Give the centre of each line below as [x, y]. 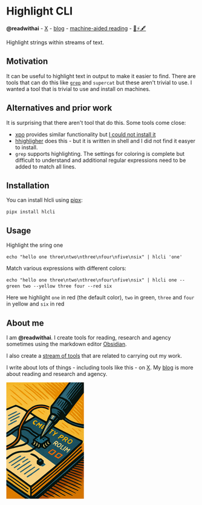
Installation [28, 185]
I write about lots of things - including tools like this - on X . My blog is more [100, 367]
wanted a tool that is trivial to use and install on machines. [78, 89]
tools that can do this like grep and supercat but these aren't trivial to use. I [99, 82]
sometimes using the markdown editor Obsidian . [67, 344]
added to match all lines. [46, 166]
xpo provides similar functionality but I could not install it [85, 134]
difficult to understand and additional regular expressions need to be [100, 160]
